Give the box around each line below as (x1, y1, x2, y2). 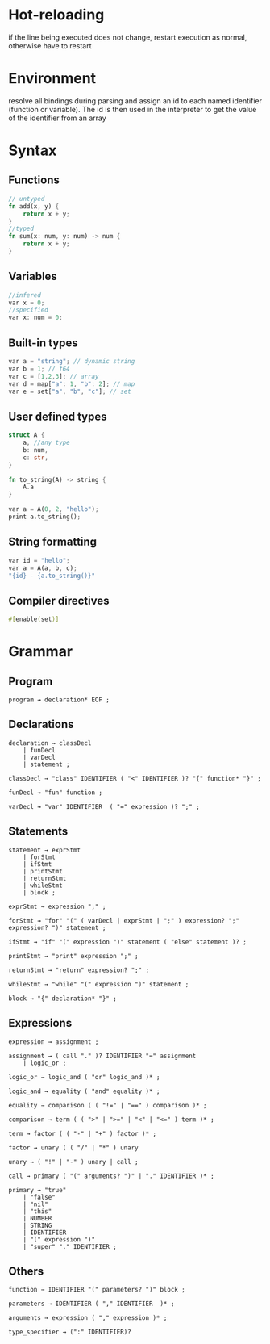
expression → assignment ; (8, 1037, 99, 1046)
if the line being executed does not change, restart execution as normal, (8, 32, 247, 42)
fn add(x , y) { (8, 202, 60, 211)
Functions (8, 174, 60, 187)
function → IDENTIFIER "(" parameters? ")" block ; (8, 1286, 185, 1294)
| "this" (23, 1207, 52, 1216)
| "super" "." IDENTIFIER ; (23, 1242, 117, 1250)
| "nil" (23, 1200, 48, 1208)
